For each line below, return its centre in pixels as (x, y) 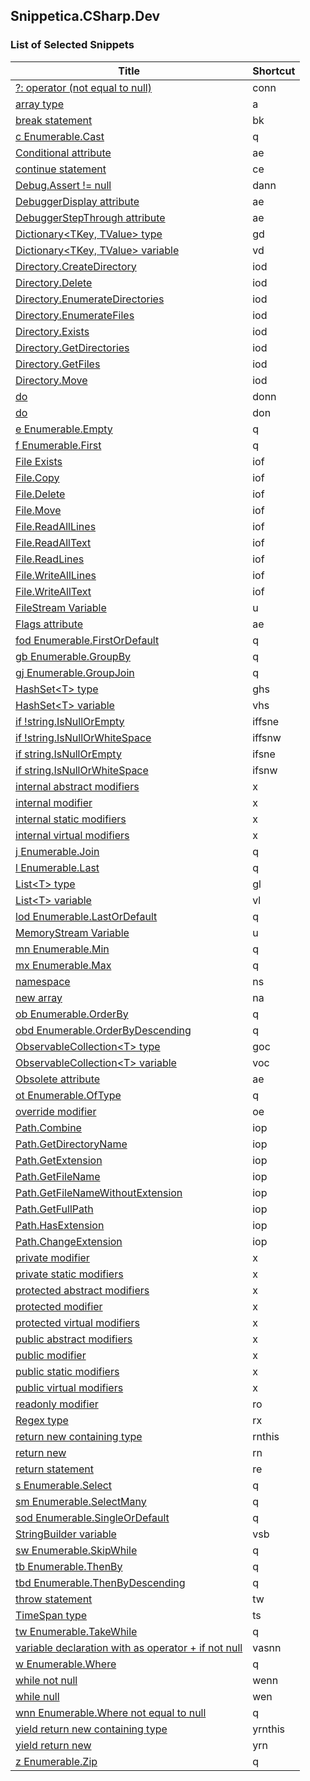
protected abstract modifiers (82, 1290)
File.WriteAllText (53, 591)
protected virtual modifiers (78, 1322)
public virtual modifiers (69, 1387)
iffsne (266, 721)
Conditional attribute (63, 152)
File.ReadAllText (53, 542)
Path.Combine (48, 1127)
